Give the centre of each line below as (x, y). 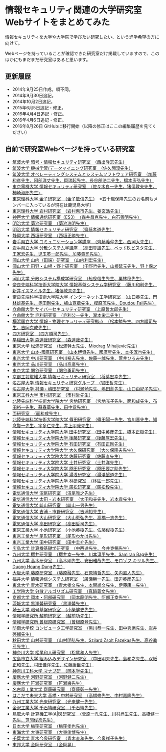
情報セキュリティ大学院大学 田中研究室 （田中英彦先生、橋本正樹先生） (84, 432)
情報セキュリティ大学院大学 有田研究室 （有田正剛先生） (70, 444)
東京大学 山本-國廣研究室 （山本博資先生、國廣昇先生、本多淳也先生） (83, 352)
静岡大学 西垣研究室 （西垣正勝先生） (50, 235)
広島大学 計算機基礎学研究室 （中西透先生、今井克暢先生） (72, 548)
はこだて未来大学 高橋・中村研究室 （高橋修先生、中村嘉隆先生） (78, 695)
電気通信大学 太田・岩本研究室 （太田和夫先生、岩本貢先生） (74, 499)
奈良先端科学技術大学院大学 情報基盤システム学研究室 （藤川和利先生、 (85, 285)
